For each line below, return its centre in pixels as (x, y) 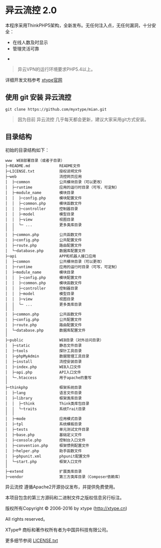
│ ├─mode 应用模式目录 (44, 419)
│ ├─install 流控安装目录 (44, 362)
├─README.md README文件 (43, 166)
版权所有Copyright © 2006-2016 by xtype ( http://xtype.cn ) (66, 508)
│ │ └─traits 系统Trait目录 (46, 409)
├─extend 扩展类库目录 (44, 471)
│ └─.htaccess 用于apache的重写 (49, 378)
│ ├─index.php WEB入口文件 (43, 367)
